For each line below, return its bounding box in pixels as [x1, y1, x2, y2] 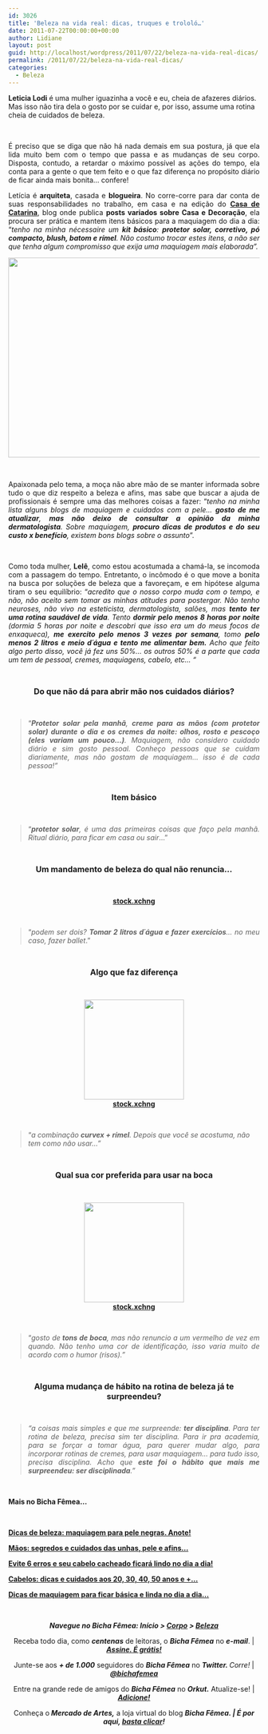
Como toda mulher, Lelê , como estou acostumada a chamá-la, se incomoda [8, 561, 261, 571]
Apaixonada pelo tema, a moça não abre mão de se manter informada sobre [8, 479, 260, 488]
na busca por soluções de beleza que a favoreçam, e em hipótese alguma [8, 578, 260, 588]
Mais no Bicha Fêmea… [8, 1497, 88, 1506]
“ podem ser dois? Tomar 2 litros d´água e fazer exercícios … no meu [27, 927, 260, 936]
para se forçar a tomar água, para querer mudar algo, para [27, 1440, 260, 1449]
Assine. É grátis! [106, 1644, 162, 1654]
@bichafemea [109, 1668, 159, 1678]
